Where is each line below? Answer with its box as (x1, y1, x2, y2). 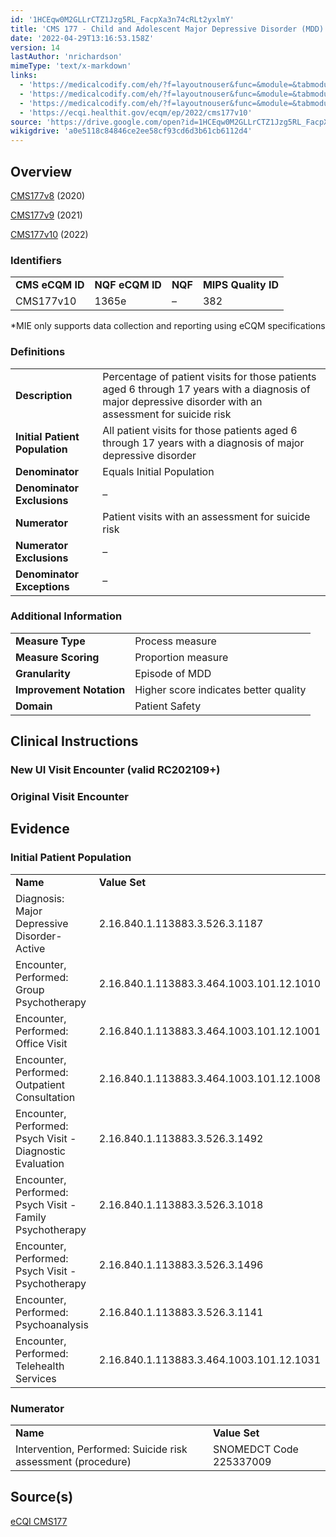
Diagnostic (15, 1144, 66, 1158)
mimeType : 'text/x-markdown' (10, 61, 132, 71)
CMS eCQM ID (15, 278, 85, 292)
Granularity (15, 666, 71, 680)
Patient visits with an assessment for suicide (102, 509, 311, 523)
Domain (15, 699, 53, 713)
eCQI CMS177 (10, 1515, 68, 1527)
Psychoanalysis (15, 1317, 89, 1331)
